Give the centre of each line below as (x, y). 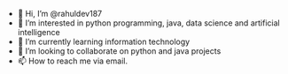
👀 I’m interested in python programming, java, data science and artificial (149, 23)
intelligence (39, 32)
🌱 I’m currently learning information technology (104, 41)
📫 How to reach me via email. (73, 61)
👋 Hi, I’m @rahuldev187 (60, 14)
